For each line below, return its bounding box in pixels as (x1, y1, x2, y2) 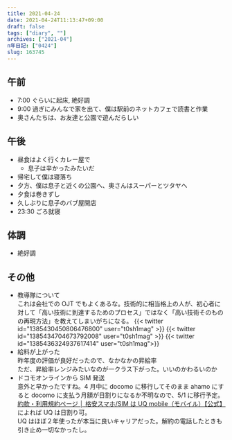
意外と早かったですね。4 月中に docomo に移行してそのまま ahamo (17, 382, 211, 391)
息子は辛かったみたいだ (27, 164, 95, 172)
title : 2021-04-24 (7, 10, 60, 17)
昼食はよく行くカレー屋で (17, 155, 91, 164)
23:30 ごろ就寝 (17, 207, 61, 215)
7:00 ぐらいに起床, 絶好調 (17, 96, 90, 104)
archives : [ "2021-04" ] (7, 36, 73, 43)
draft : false (7, 23, 45, 30)
